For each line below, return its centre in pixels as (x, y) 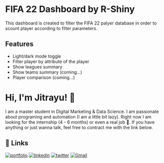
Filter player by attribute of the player (51, 61)
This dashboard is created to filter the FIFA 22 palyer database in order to (81, 23)
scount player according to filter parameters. (51, 28)
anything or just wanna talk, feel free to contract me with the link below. (79, 127)
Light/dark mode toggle (37, 56)
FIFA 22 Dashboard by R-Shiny (70, 9)
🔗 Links (17, 143)
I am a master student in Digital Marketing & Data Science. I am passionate (82, 111)
